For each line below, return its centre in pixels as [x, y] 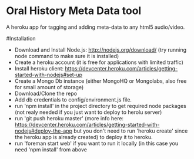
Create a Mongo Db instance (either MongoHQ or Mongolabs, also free [101, 81]
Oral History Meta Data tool [74, 11]
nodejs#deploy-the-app [43, 131]
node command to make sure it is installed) [67, 56]
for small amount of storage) [49, 87]
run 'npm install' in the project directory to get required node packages [100, 106]
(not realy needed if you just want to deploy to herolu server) [88, 112]
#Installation [21, 38]
